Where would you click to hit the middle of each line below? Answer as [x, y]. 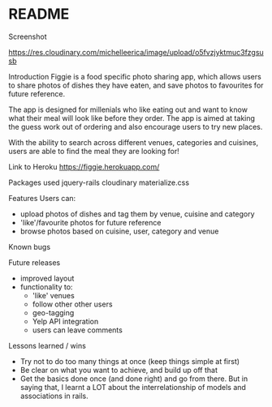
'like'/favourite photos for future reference [91, 222]
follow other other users [72, 304]
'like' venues [53, 295]
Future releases [35, 262]
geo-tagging [53, 312]
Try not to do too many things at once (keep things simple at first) [130, 361]
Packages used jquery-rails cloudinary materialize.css [99, 182]
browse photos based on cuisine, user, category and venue [119, 231]
